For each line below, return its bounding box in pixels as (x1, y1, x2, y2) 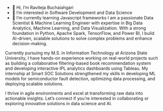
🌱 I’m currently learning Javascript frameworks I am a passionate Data (12, 15, 154, 20)
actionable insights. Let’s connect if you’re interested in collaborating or (5, 95, 149, 101)
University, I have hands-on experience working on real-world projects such (5, 55, 159, 61)
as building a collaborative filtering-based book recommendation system (5, 61, 151, 66)
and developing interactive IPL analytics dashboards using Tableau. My (5, 65, 148, 71)
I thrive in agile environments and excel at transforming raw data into (5, 90, 143, 96)
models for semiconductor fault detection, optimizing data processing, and (5, 76, 155, 81)
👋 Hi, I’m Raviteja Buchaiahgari (12, 5, 74, 10)
